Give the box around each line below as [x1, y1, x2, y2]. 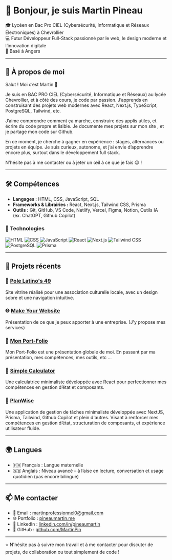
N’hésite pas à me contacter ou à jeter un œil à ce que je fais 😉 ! [5, 159, 142, 165]
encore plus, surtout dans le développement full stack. [5, 149, 120, 156]
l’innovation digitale [5, 42, 47, 48]
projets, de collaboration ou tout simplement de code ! [5, 549, 120, 555]
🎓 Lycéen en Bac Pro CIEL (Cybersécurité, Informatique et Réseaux [5, 22, 149, 28]
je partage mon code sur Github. [5, 128, 74, 135]
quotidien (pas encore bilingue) [12, 473, 79, 479]
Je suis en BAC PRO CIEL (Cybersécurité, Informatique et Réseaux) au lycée [5, 91, 166, 97]
